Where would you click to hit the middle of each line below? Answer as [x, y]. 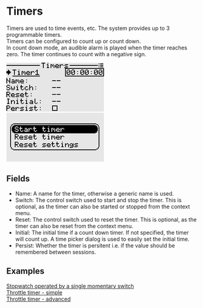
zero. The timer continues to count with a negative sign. [76, 54]
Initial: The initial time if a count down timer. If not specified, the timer [102, 232]
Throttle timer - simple [34, 292]
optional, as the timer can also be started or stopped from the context [102, 207]
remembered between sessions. [55, 252]
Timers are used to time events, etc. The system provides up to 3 [88, 28]
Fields [18, 179]
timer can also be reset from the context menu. [74, 226]
